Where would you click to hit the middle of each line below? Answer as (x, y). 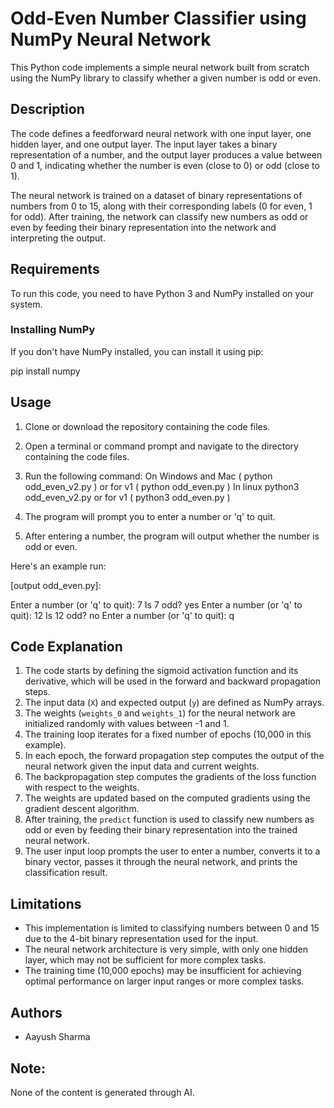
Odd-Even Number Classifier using (158, 18)
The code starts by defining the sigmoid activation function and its (161, 671)
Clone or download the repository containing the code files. (147, 426)
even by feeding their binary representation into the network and (143, 227)
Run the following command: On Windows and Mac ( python (148, 476)
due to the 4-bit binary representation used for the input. (141, 939)
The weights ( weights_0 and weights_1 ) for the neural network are (160, 713)
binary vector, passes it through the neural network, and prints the (161, 862)
